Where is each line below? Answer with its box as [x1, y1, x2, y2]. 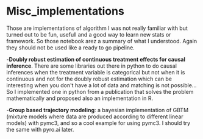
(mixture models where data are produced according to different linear [6, 113, 184, 120]
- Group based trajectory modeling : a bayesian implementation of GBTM [6, 106, 189, 113]
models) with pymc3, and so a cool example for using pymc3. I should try [6, 119, 191, 126]
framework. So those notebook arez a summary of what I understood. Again [6, 37, 198, 45]
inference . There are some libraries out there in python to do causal [6, 62, 177, 69]
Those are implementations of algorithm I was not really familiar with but [6, 24, 188, 32]
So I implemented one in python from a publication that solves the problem [6, 88, 194, 95]
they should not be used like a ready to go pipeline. [6, 44, 135, 51]
